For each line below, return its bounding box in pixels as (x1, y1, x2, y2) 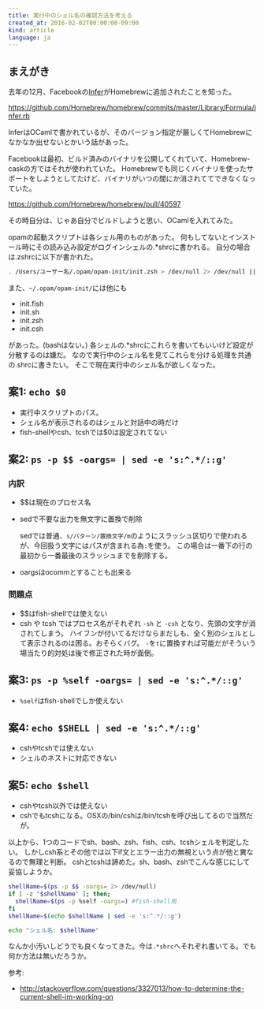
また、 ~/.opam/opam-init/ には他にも (8, 283, 128, 292)
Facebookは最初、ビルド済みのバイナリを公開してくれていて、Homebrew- (8, 155, 251, 164)
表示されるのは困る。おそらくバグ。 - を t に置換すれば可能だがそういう (26, 638, 256, 647)
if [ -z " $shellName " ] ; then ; (8, 890, 111, 899)
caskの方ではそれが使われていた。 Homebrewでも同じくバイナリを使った (8, 164, 247, 173)
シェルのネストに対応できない (19, 754, 117, 763)
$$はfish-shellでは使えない (19, 609, 108, 618)
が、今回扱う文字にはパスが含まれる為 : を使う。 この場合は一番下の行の (19, 541, 253, 550)
